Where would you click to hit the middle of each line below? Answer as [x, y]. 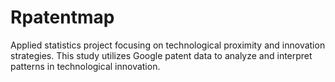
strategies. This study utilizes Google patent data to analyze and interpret [161, 55]
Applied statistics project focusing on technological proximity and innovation [168, 45]
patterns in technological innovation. [85, 66]
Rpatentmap [62, 17]
